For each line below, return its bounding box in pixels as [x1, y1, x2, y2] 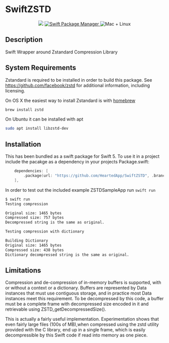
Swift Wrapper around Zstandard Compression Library [5, 49, 118, 55]
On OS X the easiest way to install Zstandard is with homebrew [5, 97, 136, 103]
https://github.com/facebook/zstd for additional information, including [5, 82, 150, 88]
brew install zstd [5, 107, 44, 112]
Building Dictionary [5, 238, 49, 243]
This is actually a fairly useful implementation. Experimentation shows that [5, 316, 159, 322]
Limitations [5, 266, 41, 274]
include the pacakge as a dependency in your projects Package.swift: [5, 159, 149, 165]
